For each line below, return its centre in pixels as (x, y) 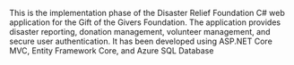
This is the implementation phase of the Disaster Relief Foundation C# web (147, 13)
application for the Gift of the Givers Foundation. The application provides (145, 22)
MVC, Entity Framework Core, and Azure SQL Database (112, 51)
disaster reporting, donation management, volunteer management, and (140, 32)
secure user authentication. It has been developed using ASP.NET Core (141, 41)
